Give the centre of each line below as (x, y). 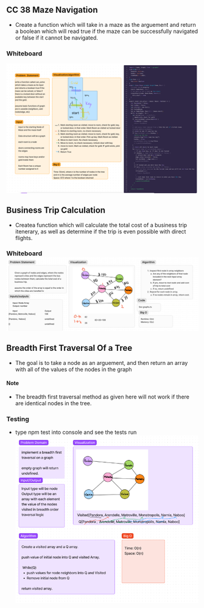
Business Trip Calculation (56, 210)
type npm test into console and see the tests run (76, 433)
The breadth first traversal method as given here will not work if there (102, 397)
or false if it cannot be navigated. (57, 37)
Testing (18, 419)
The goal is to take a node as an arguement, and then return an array (101, 362)
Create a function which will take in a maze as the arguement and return (105, 24)
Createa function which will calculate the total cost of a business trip (101, 225)
